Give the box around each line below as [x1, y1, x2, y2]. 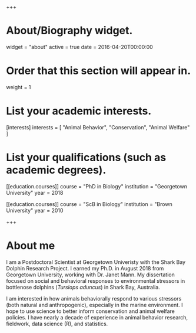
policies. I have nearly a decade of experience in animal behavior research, [6, 314, 188, 321]
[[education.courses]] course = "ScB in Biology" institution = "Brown [6, 200, 172, 207]
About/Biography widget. [6, 24, 133, 37]
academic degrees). [6, 164, 107, 177]
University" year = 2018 [6, 189, 64, 196]
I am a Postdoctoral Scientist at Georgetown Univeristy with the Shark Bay [6, 258, 186, 266]
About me [6, 239, 55, 252]
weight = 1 [6, 83, 31, 90]
